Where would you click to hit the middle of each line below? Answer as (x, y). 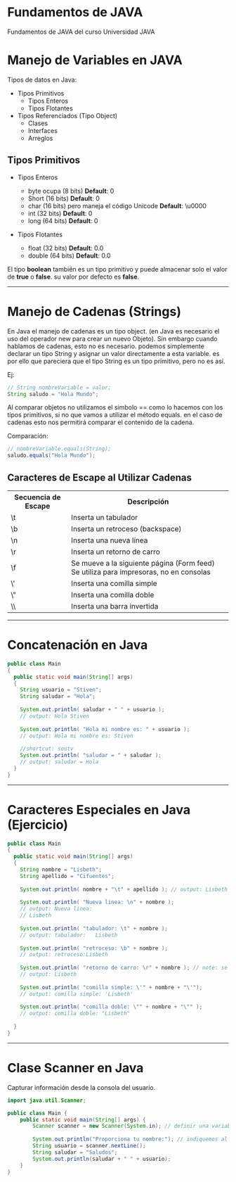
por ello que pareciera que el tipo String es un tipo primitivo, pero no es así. (116, 361)
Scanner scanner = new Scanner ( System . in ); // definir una (121, 1126)
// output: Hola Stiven (55, 716)
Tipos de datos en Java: (42, 80)
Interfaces (43, 130)
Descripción (148, 502)
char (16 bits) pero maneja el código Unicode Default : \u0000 (117, 205)
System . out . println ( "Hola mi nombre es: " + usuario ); (105, 729)
